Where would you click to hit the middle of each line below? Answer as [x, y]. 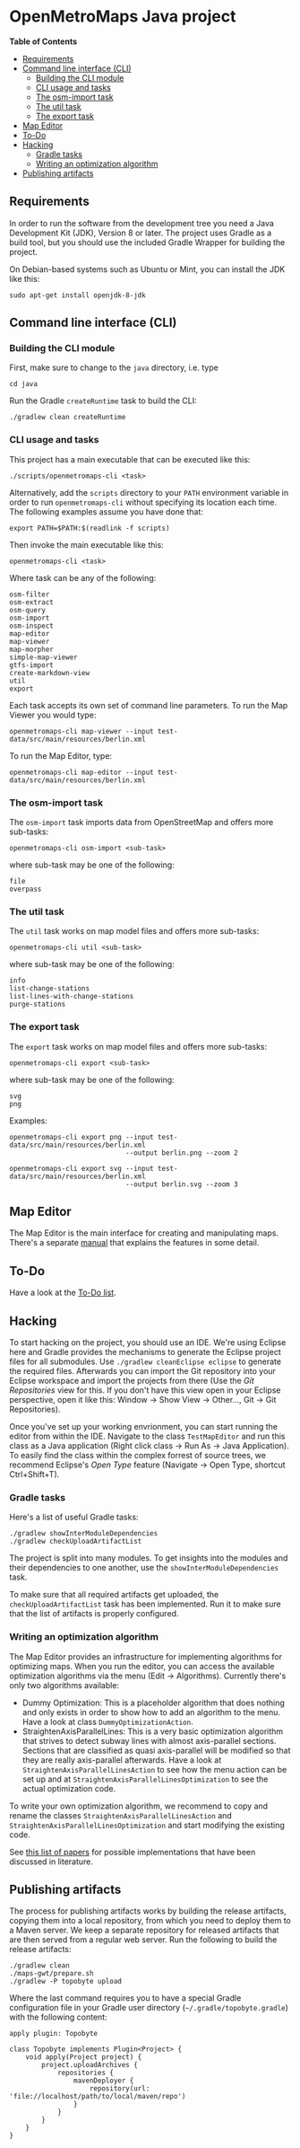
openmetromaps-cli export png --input [81, 1137]
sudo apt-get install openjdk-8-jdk [77, 295]
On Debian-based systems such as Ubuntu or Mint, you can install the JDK [147, 269]
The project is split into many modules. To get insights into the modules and [149, 1558]
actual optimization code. [69, 1788]
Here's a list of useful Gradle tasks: [74, 1517]
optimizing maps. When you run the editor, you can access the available [142, 1666]
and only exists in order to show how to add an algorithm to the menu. [151, 1712]
